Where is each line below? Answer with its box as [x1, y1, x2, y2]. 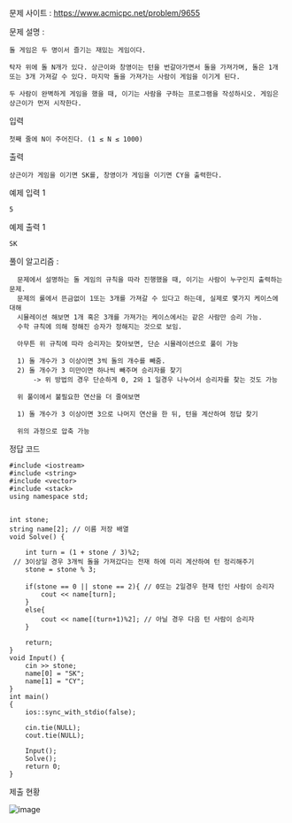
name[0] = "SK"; [25, 669, 86, 678]
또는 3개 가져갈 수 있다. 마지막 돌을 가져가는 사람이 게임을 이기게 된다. [9, 73, 241, 81]
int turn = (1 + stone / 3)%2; [25, 548, 141, 557]
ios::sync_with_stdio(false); [25, 708, 137, 717]
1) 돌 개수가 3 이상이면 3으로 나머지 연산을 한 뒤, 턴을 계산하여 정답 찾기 [17, 410, 258, 419]
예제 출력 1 [9, 222, 46, 232]
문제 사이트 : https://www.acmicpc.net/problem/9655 [9, 8, 201, 18]
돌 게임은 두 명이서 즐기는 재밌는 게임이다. [9, 46, 147, 55]
